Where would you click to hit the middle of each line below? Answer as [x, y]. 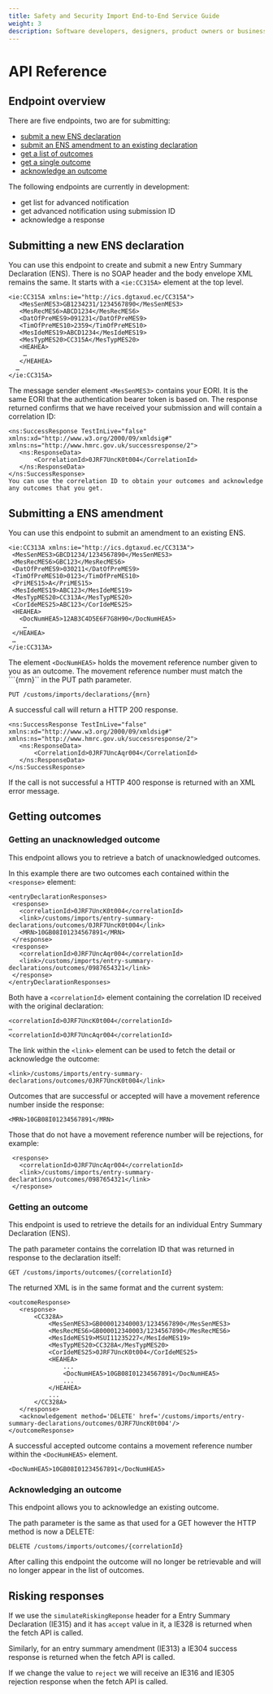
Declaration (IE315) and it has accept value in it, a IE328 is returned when [130, 1624]
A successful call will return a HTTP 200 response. [93, 710]
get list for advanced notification [75, 202]
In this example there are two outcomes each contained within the [119, 873]
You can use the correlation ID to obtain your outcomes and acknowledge [136, 481]
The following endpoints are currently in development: [99, 187]
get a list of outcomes [56, 154]
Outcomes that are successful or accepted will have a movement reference [134, 1095]
